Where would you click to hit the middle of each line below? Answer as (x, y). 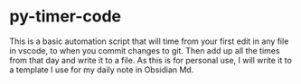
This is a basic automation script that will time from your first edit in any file (149, 41)
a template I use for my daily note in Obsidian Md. (102, 70)
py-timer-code (66, 17)
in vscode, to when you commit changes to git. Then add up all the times (145, 50)
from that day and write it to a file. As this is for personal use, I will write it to (150, 60)
